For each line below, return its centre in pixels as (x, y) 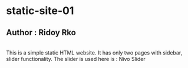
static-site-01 (40, 11)
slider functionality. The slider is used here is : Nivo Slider (76, 59)
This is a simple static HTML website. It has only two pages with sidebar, (94, 53)
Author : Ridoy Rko (41, 33)
